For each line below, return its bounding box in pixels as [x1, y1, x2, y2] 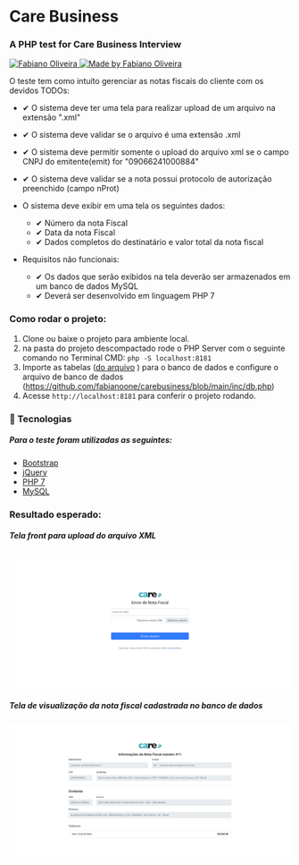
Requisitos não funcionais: [21, 254, 120, 265]
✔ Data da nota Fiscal [35, 227, 116, 238]
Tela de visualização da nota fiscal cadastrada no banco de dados [9, 700, 263, 710]
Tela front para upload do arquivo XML [9, 530, 157, 541]
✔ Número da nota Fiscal [35, 217, 128, 229]
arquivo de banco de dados [21, 371, 124, 382]
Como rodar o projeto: [9, 313, 107, 326]
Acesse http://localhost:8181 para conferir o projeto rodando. [21, 390, 256, 401]
